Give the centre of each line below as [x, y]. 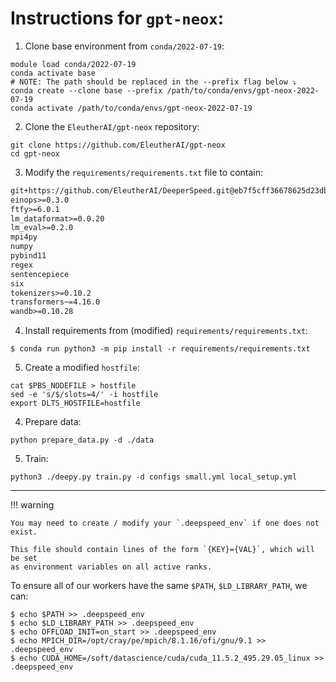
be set [24, 558]
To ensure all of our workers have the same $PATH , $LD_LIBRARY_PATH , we [159, 586]
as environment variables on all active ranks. [111, 567]
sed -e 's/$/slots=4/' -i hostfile [84, 395]
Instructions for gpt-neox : [117, 18]
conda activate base [53, 73]
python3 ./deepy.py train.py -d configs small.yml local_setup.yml [154, 477]
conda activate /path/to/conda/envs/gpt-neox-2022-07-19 [131, 108]
